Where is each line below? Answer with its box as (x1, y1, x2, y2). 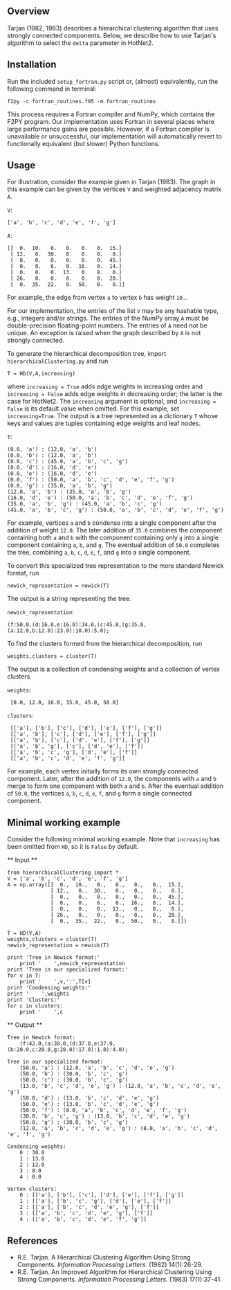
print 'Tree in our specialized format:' (7, 966, 129, 974)
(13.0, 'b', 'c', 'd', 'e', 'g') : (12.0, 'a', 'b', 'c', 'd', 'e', (19, 1083, 221, 1090)
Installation (7, 59, 57, 71)
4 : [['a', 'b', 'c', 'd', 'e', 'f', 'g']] (19, 1216, 147, 1223)
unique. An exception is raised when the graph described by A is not (7, 329, 201, 337)
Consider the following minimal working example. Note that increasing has (7, 835, 220, 843)
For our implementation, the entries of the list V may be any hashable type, (7, 307, 219, 315)
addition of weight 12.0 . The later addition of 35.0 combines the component (7, 526, 223, 535)
